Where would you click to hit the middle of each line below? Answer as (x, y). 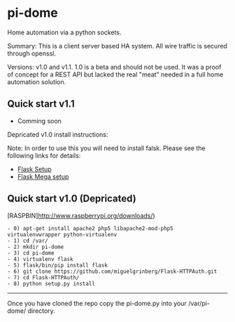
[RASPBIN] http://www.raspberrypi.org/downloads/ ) (81, 215)
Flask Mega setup (43, 176)
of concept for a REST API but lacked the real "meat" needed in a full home (115, 74)
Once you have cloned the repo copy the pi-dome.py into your (97, 303)
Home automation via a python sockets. (64, 32)
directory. (42, 311)
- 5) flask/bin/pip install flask (58, 265)
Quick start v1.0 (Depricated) (72, 199)
